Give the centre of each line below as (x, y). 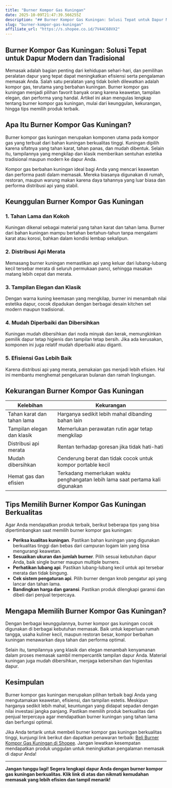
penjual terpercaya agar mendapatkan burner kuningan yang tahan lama (81, 717)
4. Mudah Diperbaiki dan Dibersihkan (52, 323)
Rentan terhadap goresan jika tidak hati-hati (110, 447)
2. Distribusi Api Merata (35, 252)
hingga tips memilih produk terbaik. (43, 109)
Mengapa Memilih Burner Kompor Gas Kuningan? (86, 611)
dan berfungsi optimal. (29, 722)
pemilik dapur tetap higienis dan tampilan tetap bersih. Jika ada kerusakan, (84, 339)
